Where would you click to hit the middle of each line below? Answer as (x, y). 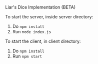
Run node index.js (32, 32)
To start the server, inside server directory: (49, 17)
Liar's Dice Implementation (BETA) (40, 7)
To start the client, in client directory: (43, 41)
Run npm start (27, 56)
